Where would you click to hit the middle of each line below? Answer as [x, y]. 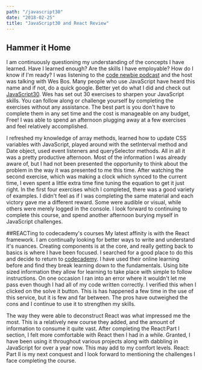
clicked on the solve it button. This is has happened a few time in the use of [100, 291]
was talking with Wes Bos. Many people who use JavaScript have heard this [101, 82]
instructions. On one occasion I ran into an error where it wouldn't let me [96, 278]
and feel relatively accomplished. [47, 126]
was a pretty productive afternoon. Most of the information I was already [96, 157]
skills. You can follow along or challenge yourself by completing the [90, 101]
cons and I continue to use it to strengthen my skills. [71, 304]
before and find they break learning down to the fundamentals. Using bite [97, 265]
